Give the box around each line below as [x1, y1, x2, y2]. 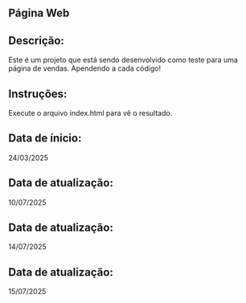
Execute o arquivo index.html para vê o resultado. [8, 109, 173, 118]
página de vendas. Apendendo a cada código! [8, 63, 162, 73]
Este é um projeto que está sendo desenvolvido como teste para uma [8, 55, 239, 65]
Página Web [8, 6, 70, 20]
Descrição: [8, 34, 64, 47]
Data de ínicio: [8, 132, 82, 145]
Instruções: [8, 87, 68, 100]
